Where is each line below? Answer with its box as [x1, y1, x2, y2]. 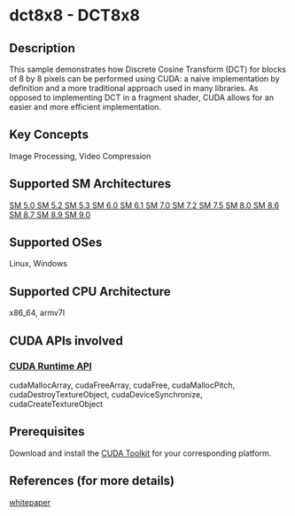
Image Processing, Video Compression [9, 150, 151, 161]
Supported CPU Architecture [9, 284, 171, 299]
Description [9, 41, 75, 56]
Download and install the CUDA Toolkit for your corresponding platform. [9, 448, 272, 458]
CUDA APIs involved [9, 333, 124, 348]
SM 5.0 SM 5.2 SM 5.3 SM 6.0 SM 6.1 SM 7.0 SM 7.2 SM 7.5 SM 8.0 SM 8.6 [9, 200, 280, 211]
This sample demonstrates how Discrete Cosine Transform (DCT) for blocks [9, 64, 286, 74]
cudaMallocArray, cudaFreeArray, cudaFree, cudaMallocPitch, [9, 380, 236, 390]
